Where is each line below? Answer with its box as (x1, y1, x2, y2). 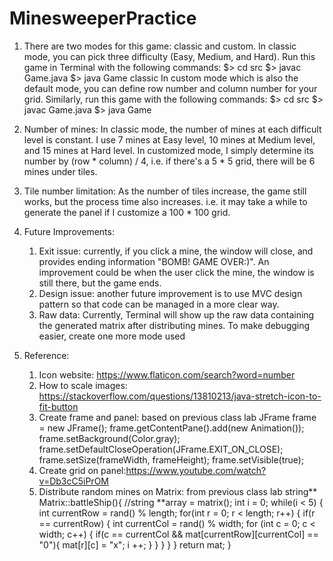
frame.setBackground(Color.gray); (38, 432, 181, 444)
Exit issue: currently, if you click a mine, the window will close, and (38, 245, 314, 257)
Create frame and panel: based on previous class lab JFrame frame (38, 411, 317, 423)
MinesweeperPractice (9, 7, 197, 30)
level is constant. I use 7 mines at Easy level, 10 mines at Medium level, (23, 133, 316, 146)
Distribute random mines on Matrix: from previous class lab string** (38, 485, 318, 497)
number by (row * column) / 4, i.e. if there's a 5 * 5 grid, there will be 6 (23, 155, 316, 167)
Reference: (23, 349, 70, 361)
